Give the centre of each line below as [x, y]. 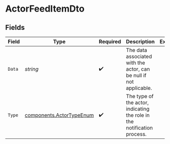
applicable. [139, 88]
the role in [138, 115]
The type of [140, 96]
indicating [138, 109]
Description [140, 42]
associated [139, 56]
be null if [136, 75]
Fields [15, 28]
